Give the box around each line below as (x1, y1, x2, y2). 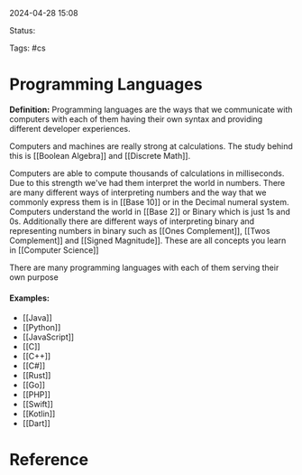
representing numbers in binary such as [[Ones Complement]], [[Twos (9, 225, 270, 236)
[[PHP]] (22, 389, 51, 400)
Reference (9, 450, 88, 470)
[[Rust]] (22, 370, 51, 381)
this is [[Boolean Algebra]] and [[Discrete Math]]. (9, 150, 191, 161)
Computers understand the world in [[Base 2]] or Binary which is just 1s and (9, 206, 291, 217)
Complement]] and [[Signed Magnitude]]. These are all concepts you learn (9, 235, 287, 246)
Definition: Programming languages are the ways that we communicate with (9, 104, 293, 115)
